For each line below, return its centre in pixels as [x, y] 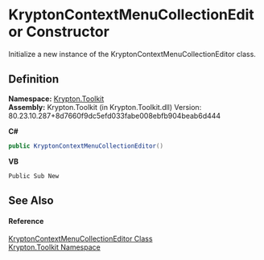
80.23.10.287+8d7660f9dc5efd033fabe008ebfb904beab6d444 [115, 116]
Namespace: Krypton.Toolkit [56, 99]
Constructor [68, 32]
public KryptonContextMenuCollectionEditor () [86, 146]
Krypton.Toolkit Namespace [54, 247]
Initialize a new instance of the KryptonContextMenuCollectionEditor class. [132, 54]
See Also [31, 201]
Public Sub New [34, 176]
